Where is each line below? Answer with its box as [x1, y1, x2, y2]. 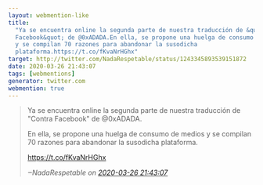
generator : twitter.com [8, 77, 86, 85]
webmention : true [8, 84, 65, 92]
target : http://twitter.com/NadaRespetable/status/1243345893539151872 [8, 56, 247, 63]
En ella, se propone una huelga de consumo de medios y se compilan [27, 129, 252, 139]
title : [8, 19, 30, 27]
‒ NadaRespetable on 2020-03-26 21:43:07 [27, 168, 168, 177]
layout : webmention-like [8, 11, 89, 20]
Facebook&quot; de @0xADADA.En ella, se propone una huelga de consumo [15, 33, 254, 42]
